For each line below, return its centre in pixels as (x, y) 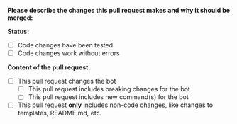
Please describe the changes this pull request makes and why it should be (119, 10)
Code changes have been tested (65, 45)
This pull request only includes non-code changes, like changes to (115, 105)
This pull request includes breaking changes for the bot (109, 89)
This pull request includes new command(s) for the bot (109, 97)
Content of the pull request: (49, 67)
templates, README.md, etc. (60, 113)
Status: (18, 32)
